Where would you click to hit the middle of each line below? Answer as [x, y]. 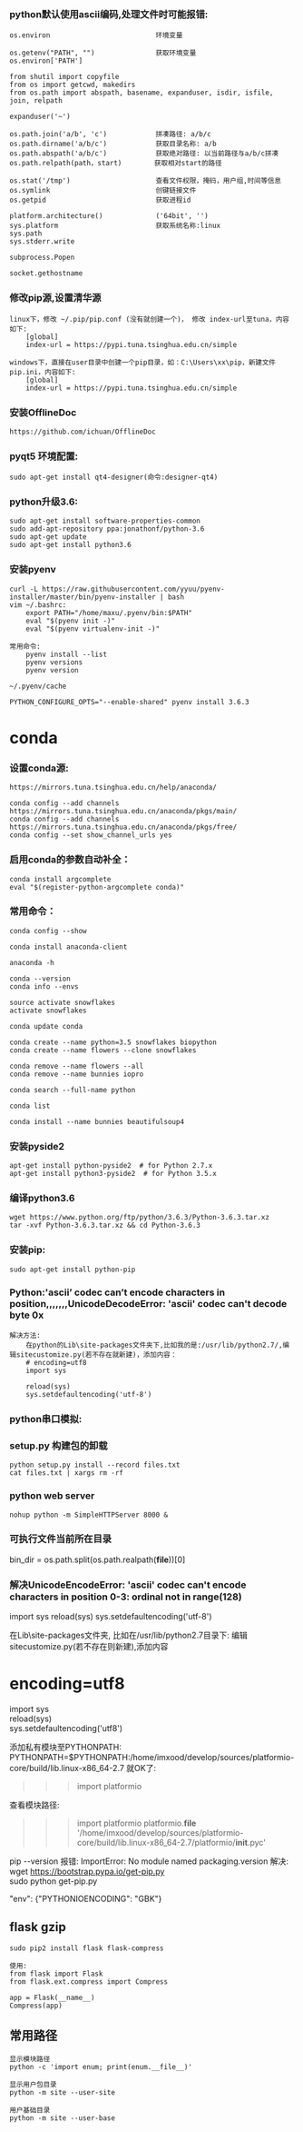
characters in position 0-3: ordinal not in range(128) [126, 1597]
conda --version [40, 979]
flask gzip [38, 1927]
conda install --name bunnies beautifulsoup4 [97, 1121]
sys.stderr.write [42, 242]
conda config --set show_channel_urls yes [91, 835]
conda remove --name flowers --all [77, 1066]
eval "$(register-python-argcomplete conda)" [97, 887]
